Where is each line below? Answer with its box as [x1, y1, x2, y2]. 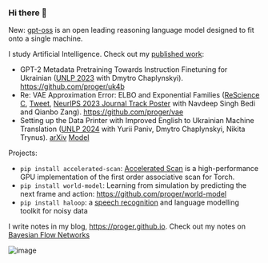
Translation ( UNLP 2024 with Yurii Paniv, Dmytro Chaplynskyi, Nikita [19, 124, 246, 134]
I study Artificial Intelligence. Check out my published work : [8, 50, 205, 59]
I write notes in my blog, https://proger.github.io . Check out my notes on [8, 221, 246, 231]
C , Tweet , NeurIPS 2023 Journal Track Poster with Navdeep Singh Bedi [19, 99, 256, 109]
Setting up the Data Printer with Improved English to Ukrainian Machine [19, 116, 254, 126]
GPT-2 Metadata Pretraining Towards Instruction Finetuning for [19, 65, 228, 74]
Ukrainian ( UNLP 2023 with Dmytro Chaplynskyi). [19, 74, 184, 83]
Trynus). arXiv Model [19, 133, 90, 142]
